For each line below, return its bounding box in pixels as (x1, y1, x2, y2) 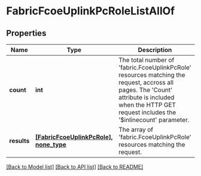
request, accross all (118, 78, 174, 86)
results (9, 136, 30, 145)
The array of (118, 126, 154, 133)
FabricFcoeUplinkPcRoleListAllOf (6, 4, 175, 18)
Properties (6, 28, 47, 38)
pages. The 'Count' (118, 86, 173, 94)
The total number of (118, 56, 175, 64)
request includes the (118, 108, 176, 116)
